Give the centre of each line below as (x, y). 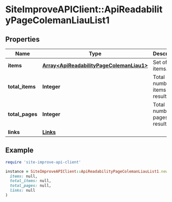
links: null (23, 191)
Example (19, 150)
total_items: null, (31, 181)
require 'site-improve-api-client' (43, 162)
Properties (23, 39)
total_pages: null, (31, 186)
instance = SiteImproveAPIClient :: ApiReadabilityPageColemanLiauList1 (82, 171)
